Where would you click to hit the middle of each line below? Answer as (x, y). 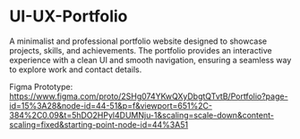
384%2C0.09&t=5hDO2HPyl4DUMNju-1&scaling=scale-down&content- (142, 115)
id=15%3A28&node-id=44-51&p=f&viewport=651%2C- (111, 105)
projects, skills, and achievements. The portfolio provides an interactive (141, 50)
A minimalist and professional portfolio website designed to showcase (138, 41)
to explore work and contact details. (76, 69)
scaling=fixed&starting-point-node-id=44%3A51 (99, 124)
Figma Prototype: (41, 86)
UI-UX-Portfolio (69, 16)
